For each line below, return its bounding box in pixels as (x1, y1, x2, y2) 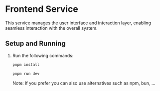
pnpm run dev (12, 71, 40, 76)
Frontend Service (5, 3, 78, 15)
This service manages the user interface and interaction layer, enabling (5, 20, 151, 26)
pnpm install (12, 62, 40, 67)
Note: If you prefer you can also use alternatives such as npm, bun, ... (12, 80, 156, 86)
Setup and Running (5, 40, 66, 48)
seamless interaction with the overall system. (5, 25, 98, 31)
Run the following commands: (12, 52, 74, 58)
